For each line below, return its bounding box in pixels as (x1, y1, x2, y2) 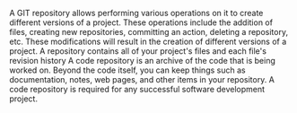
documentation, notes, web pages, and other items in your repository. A (9, 74, 275, 84)
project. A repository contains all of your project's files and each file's (9, 46, 267, 56)
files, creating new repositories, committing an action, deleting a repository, (9, 27, 289, 37)
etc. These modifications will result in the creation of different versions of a (9, 36, 287, 47)
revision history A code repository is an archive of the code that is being (9, 56, 276, 65)
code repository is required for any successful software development (9, 84, 266, 94)
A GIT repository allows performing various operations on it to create (9, 8, 264, 18)
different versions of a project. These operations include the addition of (9, 17, 274, 28)
